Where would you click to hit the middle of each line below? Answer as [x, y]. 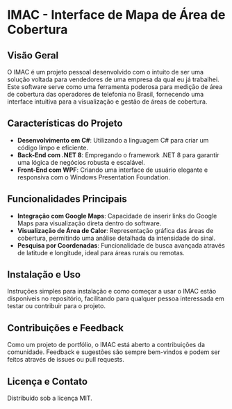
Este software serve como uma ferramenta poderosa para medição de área [115, 87]
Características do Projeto [65, 123]
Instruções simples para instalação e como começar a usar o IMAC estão [112, 291]
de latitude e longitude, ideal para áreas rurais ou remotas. [101, 252]
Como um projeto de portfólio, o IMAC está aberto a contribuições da [106, 345]
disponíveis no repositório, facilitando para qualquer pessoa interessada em [116, 298]
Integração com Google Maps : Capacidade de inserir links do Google [117, 216]
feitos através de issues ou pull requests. [66, 360]
